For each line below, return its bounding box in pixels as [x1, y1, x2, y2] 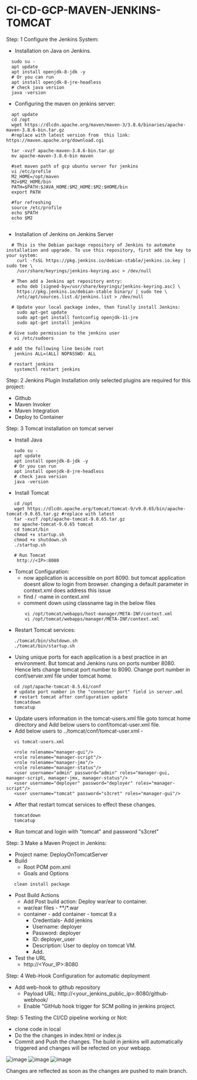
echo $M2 [11, 215, 33, 221]
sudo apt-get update [17, 309, 67, 315]
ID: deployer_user [32, 936, 75, 943]
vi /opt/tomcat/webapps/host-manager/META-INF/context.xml [24, 611, 173, 617]
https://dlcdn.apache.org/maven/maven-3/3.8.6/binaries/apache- [24, 122, 186, 128]
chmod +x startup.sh [14, 531, 65, 537]
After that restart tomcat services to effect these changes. [14, 801, 156, 808]
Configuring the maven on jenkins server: [14, 100, 116, 107]
